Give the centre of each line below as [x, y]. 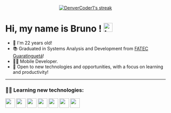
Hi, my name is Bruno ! [53, 29]
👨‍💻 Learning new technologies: [45, 90]
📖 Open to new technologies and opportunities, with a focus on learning [88, 67]
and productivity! [31, 72]
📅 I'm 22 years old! [32, 43]
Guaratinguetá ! [28, 55]
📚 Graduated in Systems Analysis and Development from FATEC [80, 48]
